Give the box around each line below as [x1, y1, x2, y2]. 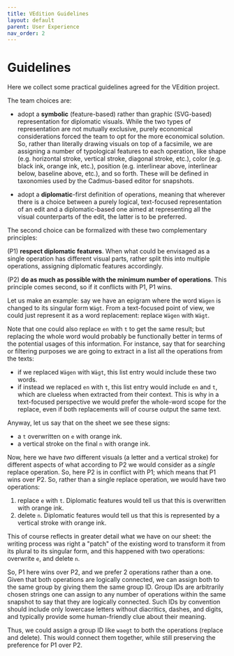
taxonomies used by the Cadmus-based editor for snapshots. [17, 177, 194, 185]
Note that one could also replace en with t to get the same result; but [7, 325, 205, 333]
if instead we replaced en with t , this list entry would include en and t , [17, 383, 218, 391]
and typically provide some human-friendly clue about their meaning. [7, 613, 207, 621]
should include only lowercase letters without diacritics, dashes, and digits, [7, 605, 224, 613]
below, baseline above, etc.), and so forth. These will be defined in [17, 169, 209, 178]
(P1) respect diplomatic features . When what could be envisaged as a [7, 247, 210, 256]
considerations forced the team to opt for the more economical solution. [17, 132, 225, 140]
